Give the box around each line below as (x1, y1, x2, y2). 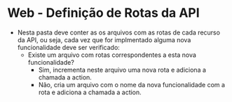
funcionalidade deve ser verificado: (17, 43, 121, 51)
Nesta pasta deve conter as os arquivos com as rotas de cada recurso (17, 28, 221, 37)
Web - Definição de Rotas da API (7, 5, 200, 21)
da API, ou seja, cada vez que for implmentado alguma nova (17, 35, 191, 44)
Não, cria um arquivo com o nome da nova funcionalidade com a (38, 80, 226, 89)
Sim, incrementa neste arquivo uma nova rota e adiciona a (38, 65, 207, 74)
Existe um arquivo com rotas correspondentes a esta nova (27, 51, 196, 59)
